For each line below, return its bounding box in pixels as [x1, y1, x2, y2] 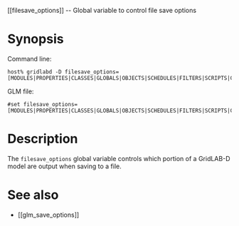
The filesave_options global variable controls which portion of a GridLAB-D [7, 154, 230, 163]
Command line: [7, 54, 52, 63]
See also [7, 187, 59, 203]
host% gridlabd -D [7, 68, 62, 76]
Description [7, 131, 78, 147]
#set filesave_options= [7, 101, 78, 108]
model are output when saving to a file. [7, 162, 122, 170]
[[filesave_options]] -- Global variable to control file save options [7, 6, 197, 14]
